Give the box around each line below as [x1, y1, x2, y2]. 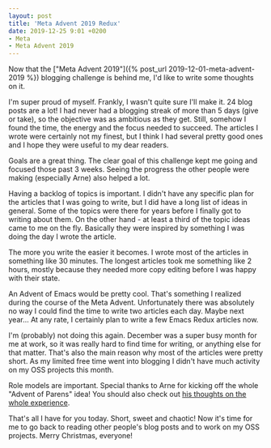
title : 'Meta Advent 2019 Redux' [8, 19, 121, 28]
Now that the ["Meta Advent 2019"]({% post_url [8, 64, 167, 74]
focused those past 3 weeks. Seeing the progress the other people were [8, 164, 250, 174]
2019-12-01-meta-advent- [168, 64, 256, 74]
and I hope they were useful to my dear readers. [8, 140, 169, 150]
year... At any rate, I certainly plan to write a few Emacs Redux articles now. [8, 315, 259, 325]
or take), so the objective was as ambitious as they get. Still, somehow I [8, 114, 247, 124]
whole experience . [8, 398, 70, 407]
